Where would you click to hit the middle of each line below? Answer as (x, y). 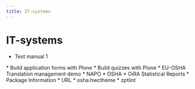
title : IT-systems (28, 11)
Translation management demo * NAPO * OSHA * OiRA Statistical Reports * (97, 74)
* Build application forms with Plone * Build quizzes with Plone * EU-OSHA (96, 67)
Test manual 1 (31, 56)
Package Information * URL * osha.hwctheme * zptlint (71, 80)
